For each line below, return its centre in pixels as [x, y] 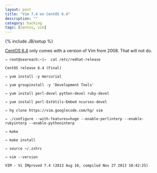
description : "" [21, 18]
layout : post [18, 9]
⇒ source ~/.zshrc [24, 149]
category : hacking [24, 23]
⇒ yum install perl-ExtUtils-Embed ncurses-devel [56, 102]
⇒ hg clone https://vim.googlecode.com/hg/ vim [54, 110]
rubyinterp [16, 123]
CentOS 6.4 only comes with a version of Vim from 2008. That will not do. [79, 51]
